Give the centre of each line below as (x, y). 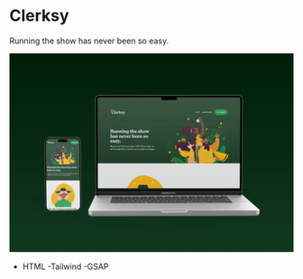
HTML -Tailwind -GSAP (65, 266)
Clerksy (39, 16)
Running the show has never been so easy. (89, 41)
